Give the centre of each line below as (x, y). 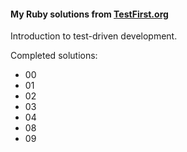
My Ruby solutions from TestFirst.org (89, 14)
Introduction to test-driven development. (94, 36)
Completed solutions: (54, 56)
